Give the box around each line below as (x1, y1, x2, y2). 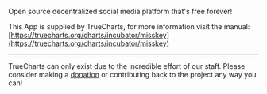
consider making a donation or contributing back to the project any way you (8, 70, 257, 79)
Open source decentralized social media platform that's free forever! (8, 7, 233, 16)
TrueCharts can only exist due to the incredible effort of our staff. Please (8, 62, 246, 70)
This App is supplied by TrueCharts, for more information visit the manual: (8, 22, 250, 31)
